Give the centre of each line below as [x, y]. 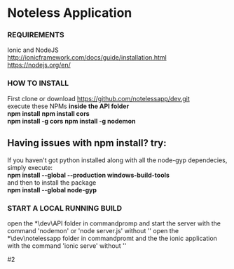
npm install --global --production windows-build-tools [89, 175]
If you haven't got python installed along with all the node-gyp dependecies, [117, 160]
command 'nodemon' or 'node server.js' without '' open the [93, 230]
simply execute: [30, 167]
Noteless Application [70, 13]
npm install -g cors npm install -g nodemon [71, 121]
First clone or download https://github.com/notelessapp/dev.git [99, 98]
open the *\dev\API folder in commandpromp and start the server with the [114, 223]
